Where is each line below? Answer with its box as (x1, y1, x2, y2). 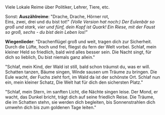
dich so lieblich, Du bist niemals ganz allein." (5, 54, 95, 60)
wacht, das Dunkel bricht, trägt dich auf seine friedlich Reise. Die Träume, (5, 94, 155, 100)
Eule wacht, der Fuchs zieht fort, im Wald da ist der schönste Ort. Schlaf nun (5, 74, 160, 80)
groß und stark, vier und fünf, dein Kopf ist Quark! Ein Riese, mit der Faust (5, 24, 155, 30)
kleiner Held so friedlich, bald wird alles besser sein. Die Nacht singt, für (5, 49, 152, 55)
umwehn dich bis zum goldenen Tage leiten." (5, 105, 97, 110)
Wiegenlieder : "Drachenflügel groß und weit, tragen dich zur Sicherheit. (5, 39, 152, 45)
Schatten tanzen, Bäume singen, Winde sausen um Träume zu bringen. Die (5, 69, 158, 75)
